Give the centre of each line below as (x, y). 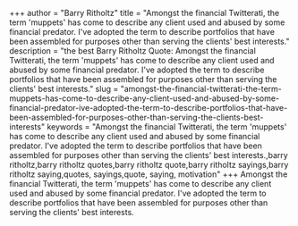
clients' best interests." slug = (64, 89)
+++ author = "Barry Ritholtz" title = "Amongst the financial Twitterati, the (145, 13)
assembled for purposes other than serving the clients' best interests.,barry (149, 155)
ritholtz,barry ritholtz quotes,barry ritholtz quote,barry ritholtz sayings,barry (149, 165)
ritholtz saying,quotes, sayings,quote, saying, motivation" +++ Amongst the (149, 174)
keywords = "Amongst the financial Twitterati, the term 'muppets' (167, 127)
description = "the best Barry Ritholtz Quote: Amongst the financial (133, 51)
